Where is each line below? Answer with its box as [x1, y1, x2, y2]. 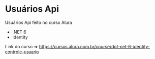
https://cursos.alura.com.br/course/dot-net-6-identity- [39, 43, 150, 49]
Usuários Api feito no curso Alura [5, 20, 72, 25]
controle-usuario [5, 49, 39, 55]
